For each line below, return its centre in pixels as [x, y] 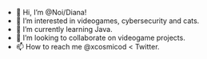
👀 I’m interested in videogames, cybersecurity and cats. [107, 21]
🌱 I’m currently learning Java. [64, 29]
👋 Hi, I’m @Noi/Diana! [51, 12]
